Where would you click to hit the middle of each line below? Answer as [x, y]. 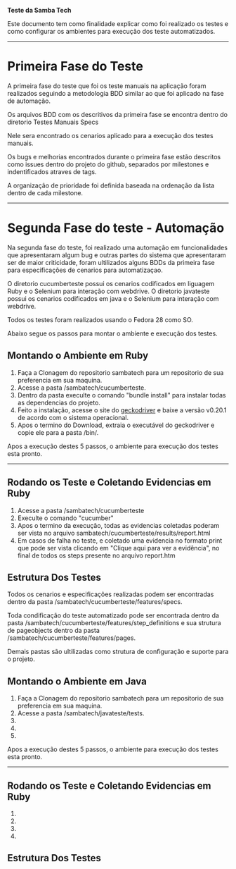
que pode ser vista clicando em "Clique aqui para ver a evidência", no [118, 548]
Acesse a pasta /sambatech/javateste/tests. [81, 713]
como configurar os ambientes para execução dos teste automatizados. [111, 31]
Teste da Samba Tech [39, 10]
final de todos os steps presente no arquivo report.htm [96, 555]
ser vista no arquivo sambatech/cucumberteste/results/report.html [114, 533]
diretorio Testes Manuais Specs [53, 122]
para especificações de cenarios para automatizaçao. [85, 270]
